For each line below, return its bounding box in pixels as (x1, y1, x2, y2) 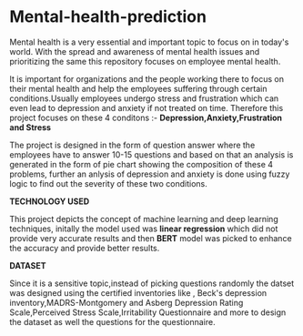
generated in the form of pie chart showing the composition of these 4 (9, 158, 274, 169)
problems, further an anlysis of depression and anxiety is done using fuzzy (9, 168, 290, 179)
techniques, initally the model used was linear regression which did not (9, 223, 278, 234)
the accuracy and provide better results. (9, 242, 160, 253)
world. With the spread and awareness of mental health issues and (9, 46, 260, 56)
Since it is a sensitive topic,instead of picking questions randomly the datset (9, 278, 295, 289)
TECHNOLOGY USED (9, 196, 90, 207)
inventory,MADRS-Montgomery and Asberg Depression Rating (9, 297, 244, 308)
